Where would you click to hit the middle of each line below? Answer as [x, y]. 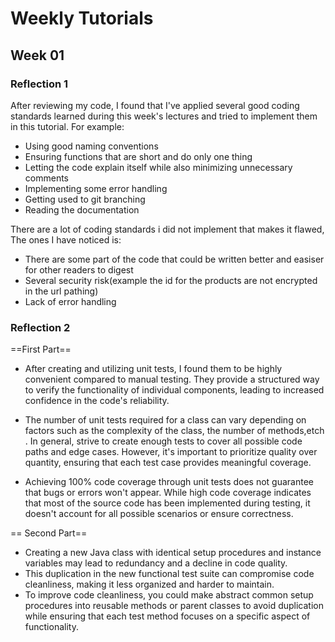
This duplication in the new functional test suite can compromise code [169, 574]
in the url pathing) [61, 291]
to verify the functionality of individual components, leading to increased [174, 390]
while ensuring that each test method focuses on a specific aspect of [167, 616]
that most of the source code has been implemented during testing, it [167, 503]
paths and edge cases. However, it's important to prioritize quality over [171, 452]
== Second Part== [49, 533]
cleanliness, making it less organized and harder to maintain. [149, 584]
